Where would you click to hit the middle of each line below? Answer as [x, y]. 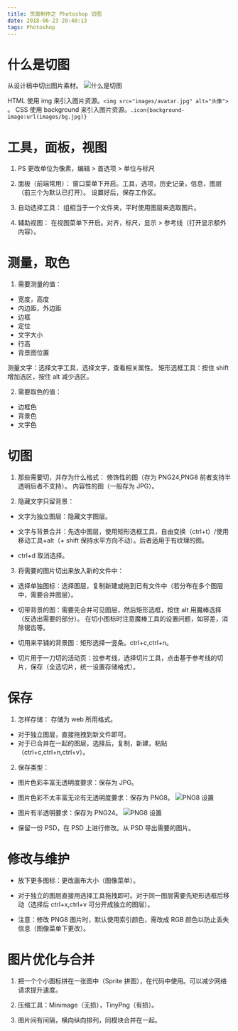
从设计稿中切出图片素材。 [45, 85]
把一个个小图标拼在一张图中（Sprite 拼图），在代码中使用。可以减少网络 [122, 980]
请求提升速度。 [39, 990]
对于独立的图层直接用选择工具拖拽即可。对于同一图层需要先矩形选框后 [120, 895]
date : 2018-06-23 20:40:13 [47, 21]
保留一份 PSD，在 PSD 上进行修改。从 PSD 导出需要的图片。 [106, 828]
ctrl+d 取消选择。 [43, 555]
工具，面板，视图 [58, 147]
